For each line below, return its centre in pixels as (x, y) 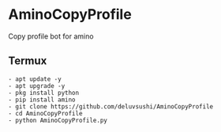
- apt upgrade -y (37, 86)
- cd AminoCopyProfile (45, 113)
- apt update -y (35, 79)
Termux (28, 61)
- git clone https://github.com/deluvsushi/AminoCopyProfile (111, 106)
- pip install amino (42, 100)
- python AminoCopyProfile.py (58, 120)
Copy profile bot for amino (51, 36)
